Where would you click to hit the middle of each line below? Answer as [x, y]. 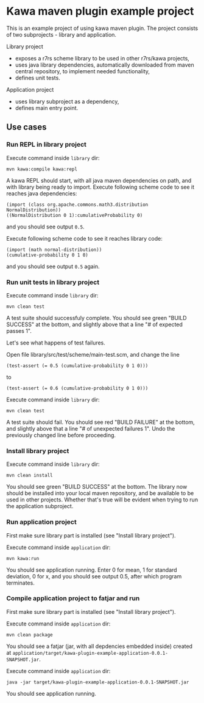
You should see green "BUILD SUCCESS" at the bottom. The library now [97, 487]
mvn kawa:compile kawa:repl [42, 169]
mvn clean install [30, 475]
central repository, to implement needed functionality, [83, 71]
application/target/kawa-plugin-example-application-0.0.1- [90, 653]
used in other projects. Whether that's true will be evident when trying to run [102, 500]
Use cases [26, 127]
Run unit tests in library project [53, 282]
